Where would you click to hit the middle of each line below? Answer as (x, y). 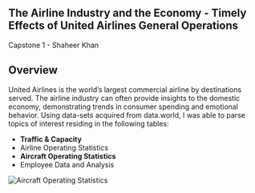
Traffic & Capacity (51, 139)
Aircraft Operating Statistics (68, 156)
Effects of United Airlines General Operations (123, 26)
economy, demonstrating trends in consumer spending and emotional (123, 107)
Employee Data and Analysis (67, 164)
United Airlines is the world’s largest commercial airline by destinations (125, 89)
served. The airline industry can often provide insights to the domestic (124, 98)
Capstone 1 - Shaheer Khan (54, 45)
